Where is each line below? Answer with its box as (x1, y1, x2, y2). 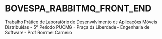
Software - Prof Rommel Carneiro (5, 29, 72, 35)
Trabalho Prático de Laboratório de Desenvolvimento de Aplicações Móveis (5, 19, 158, 25)
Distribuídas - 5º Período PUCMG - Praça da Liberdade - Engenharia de (5, 24, 150, 30)
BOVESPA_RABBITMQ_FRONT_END (5, 3, 152, 14)
